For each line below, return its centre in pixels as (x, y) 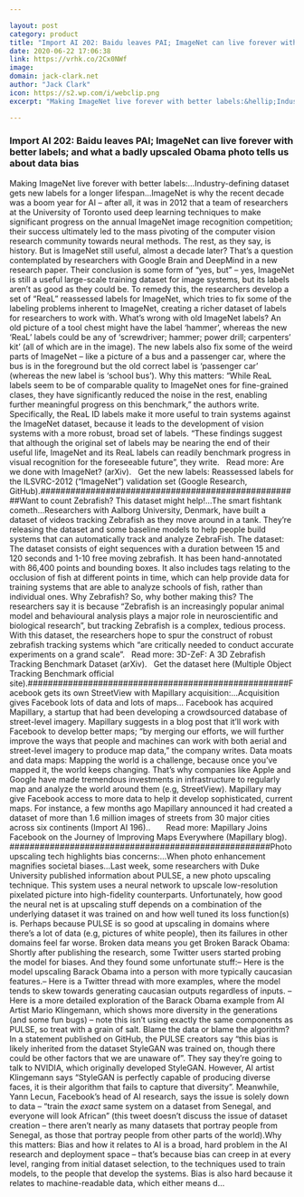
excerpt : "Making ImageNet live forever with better (111, 101)
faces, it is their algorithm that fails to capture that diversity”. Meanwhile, (144, 1087)
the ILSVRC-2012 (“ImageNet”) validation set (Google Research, (128, 481)
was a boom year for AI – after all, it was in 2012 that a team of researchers (149, 202)
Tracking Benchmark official (62, 673)
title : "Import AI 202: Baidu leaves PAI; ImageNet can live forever (143, 43)
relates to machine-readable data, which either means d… (117, 1183)
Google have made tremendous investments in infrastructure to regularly (145, 779)
